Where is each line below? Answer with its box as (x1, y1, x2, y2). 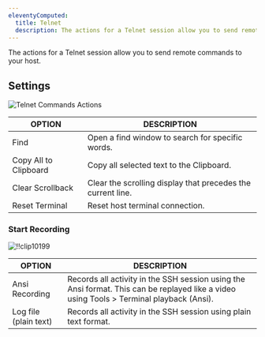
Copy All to (12, 155, 53, 166)
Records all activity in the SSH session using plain (66, 306, 252, 317)
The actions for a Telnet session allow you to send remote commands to (8, 48, 242, 58)
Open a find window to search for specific (87, 132, 243, 143)
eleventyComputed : (8, 11, 69, 20)
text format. (66, 316, 110, 328)
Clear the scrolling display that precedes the (87, 178, 251, 189)
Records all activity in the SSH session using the (66, 274, 246, 285)
